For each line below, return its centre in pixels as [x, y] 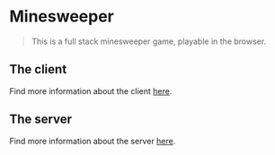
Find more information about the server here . [93, 141]
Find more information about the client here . [91, 90]
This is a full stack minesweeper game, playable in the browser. [149, 41]
